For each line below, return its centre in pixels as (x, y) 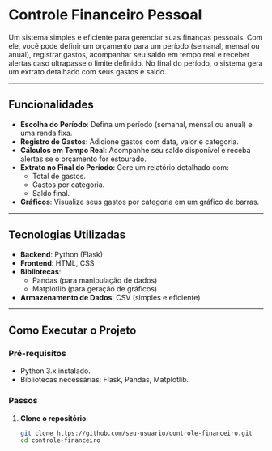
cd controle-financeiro (60, 440)
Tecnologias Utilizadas (67, 235)
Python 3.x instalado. (55, 371)
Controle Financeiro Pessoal (105, 15)
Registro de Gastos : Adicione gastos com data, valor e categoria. (129, 141)
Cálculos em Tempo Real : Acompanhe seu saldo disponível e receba (135, 150)
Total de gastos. (59, 176)
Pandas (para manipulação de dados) (95, 280)
